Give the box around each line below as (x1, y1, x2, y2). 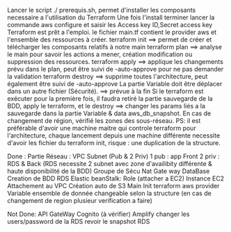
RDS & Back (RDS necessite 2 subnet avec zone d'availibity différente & (7, 160, 212, 167)
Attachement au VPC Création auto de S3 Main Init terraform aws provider (7, 182, 220, 190)
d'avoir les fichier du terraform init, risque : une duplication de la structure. (7, 139, 221, 147)
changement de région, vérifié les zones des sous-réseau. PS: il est (7, 117, 201, 124)
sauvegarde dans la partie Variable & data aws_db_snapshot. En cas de (7, 109, 212, 117)
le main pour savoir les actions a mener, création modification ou (7, 50, 193, 58)
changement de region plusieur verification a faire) (7, 197, 153, 204)
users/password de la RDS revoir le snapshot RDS (7, 217, 150, 225)
